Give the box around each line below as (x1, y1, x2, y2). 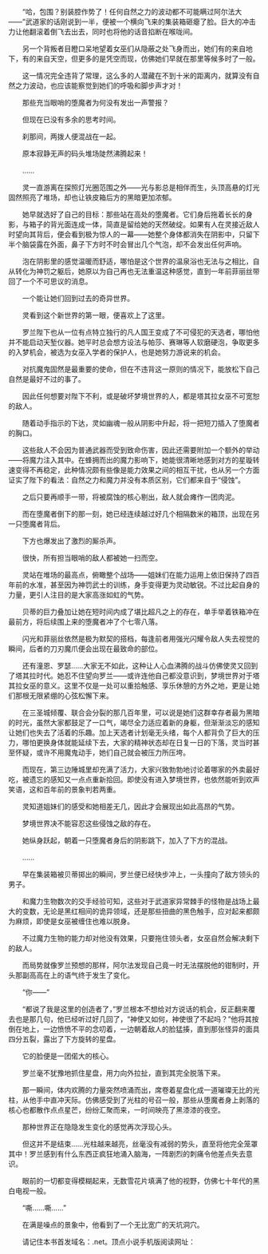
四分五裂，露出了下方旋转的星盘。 (8, 1034, 120, 1044)
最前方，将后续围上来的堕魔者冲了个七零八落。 (8, 617, 162, 626)
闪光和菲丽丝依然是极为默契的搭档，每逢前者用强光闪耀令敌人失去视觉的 (22, 634, 260, 643)
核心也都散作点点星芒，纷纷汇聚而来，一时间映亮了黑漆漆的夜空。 (8, 1105, 225, 1114)
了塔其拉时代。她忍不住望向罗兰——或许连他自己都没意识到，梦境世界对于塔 (8, 671, 260, 681)
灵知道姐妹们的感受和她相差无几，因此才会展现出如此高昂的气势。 (22, 802, 239, 811)
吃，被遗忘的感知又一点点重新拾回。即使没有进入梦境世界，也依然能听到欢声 (8, 775, 260, 784)
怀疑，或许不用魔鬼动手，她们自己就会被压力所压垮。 (14, 748, 190, 757)
